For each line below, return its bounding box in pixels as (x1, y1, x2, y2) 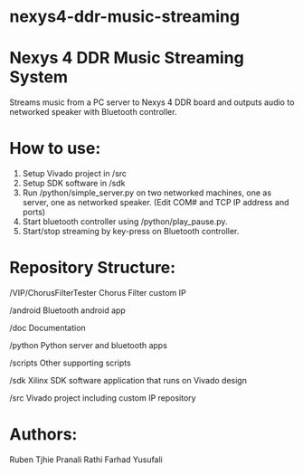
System (9, 67, 69, 88)
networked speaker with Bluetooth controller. (9, 107, 177, 118)
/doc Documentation (9, 323, 86, 333)
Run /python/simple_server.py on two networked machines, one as (22, 187, 272, 198)
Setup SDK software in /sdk (22, 178, 126, 189)
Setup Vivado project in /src (22, 168, 128, 179)
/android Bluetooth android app (9, 305, 127, 316)
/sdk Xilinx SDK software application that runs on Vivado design (9, 375, 247, 385)
